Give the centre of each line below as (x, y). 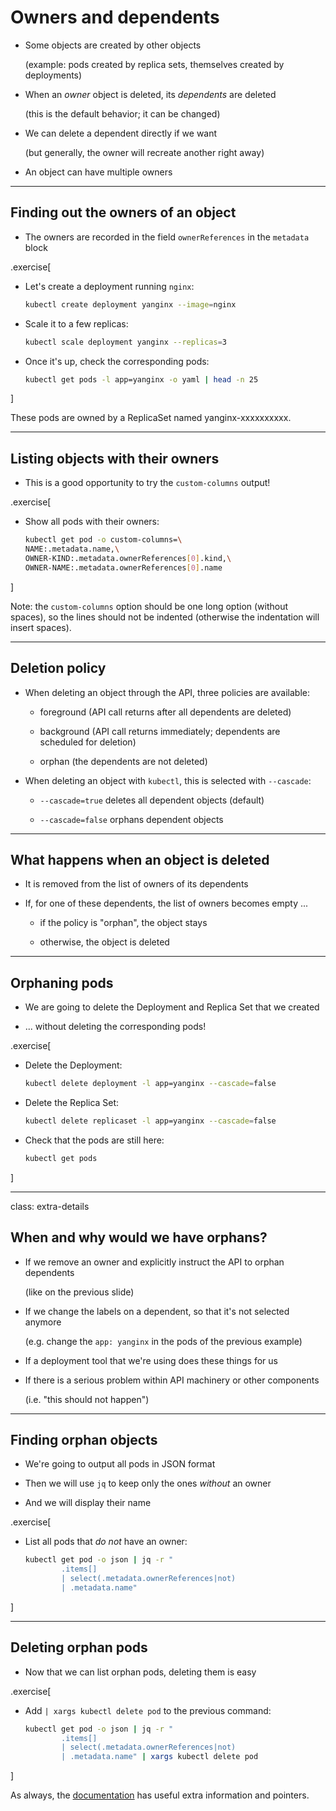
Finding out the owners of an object (123, 212)
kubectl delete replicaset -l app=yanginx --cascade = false (150, 1121)
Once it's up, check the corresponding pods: (117, 361)
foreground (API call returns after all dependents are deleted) (165, 712)
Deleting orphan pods (79, 1647)
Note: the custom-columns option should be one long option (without (149, 606)
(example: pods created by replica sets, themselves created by (154, 64)
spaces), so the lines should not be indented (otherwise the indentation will (165, 617)
